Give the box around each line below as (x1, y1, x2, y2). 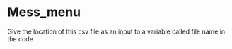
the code (7, 34, 34, 43)
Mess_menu (7, 4, 81, 20)
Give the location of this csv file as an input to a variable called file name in (7, 27, 226, 36)
